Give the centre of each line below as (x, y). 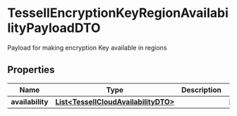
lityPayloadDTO (54, 28)
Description (201, 90)
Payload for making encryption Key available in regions (87, 47)
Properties (31, 70)
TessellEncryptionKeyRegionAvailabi (118, 13)
